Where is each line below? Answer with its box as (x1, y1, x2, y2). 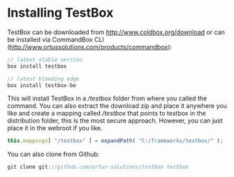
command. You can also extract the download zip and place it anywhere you (7, 102, 227, 110)
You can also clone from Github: (7, 150, 100, 158)
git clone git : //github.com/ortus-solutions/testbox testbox (7, 164, 189, 171)
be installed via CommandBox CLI (7, 35, 105, 43)
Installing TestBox (7, 5, 114, 21)
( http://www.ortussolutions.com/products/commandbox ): (7, 43, 173, 51)
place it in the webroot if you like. (7, 124, 103, 132)
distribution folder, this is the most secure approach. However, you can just (7, 116, 224, 125)
